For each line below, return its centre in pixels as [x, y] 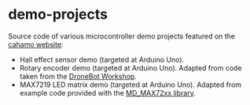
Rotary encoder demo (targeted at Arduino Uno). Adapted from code [131, 67]
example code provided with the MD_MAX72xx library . [108, 92]
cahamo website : [36, 44]
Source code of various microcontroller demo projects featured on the [122, 36]
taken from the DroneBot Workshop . [78, 76]
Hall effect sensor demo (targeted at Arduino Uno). [102, 60]
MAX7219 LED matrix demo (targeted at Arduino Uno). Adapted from [131, 85]
